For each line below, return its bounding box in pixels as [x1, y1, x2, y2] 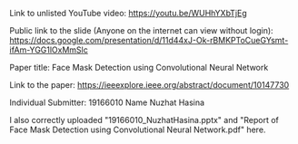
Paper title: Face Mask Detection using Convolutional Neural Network [9, 62, 269, 72]
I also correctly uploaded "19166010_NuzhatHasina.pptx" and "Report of [9, 115, 280, 125]
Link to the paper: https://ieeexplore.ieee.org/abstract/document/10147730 [9, 80, 290, 90]
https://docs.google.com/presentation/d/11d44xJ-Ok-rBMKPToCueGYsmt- [9, 35, 289, 45]
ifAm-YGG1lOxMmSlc [9, 44, 88, 55]
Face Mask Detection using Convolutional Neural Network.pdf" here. [9, 124, 266, 135]
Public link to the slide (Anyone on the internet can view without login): [9, 25, 274, 35]
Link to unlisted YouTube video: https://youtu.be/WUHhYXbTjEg [9, 8, 247, 18]
